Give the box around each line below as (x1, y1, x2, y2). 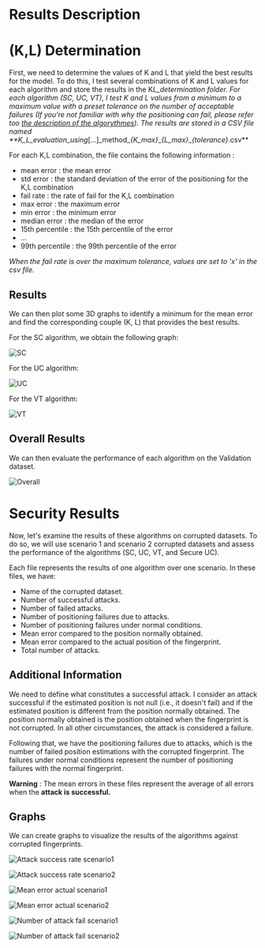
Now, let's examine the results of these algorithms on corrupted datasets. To (9, 531, 258, 540)
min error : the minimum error (20, 208, 117, 217)
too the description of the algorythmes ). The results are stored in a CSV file (9, 119, 255, 128)
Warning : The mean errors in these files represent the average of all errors (9, 779, 255, 788)
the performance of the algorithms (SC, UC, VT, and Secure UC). (9, 547, 220, 557)
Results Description (9, 6, 141, 24)
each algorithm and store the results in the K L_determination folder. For (9, 85, 241, 94)
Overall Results (9, 432, 85, 446)
